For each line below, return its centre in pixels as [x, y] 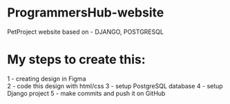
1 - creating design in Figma [47, 79]
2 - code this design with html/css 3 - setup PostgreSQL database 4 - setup [115, 86]
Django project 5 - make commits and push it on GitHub [86, 93]
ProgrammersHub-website [86, 13]
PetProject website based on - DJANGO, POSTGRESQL [86, 32]
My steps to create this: [77, 60]
